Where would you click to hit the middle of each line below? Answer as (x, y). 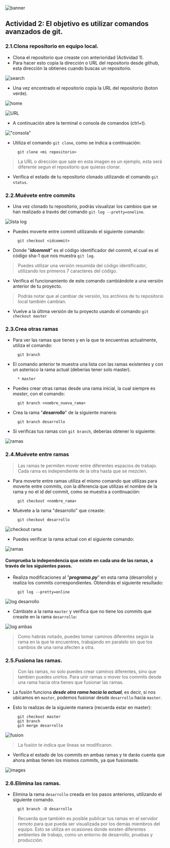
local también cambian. (42, 301)
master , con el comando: (39, 394)
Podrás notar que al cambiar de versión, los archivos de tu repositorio (91, 296)
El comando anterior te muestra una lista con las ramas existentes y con (88, 364)
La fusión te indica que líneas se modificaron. (65, 745)
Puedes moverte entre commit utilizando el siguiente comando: (79, 231)
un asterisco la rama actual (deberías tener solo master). (72, 370)
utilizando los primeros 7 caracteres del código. (67, 271)
